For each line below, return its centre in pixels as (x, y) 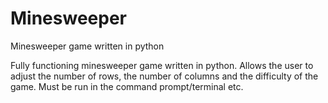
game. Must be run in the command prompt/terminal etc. (127, 86)
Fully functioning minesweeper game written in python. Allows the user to (162, 65)
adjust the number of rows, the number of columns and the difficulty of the (164, 76)
